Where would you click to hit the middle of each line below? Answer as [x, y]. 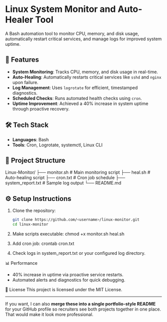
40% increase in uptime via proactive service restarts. [68, 274]
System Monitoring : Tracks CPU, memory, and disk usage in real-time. [85, 72]
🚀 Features [22, 60]
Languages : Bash [30, 139]
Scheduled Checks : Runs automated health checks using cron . [77, 98]
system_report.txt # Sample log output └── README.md [63, 183]
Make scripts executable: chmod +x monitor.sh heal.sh [68, 234]
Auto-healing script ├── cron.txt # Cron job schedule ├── [65, 178]
